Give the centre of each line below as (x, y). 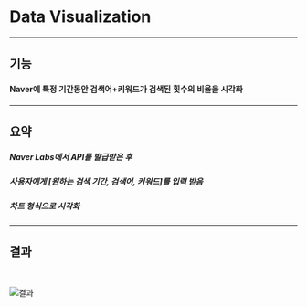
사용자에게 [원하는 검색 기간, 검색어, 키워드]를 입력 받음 (106, 181)
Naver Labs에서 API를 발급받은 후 (71, 156)
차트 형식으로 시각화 (45, 206)
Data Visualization (80, 17)
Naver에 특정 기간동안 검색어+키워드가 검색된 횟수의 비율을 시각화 (127, 89)
